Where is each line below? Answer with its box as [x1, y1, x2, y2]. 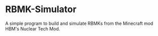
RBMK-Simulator [5, 4, 77, 15]
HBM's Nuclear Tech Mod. [5, 25, 61, 31]
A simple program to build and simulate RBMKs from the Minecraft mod [5, 20, 153, 26]
